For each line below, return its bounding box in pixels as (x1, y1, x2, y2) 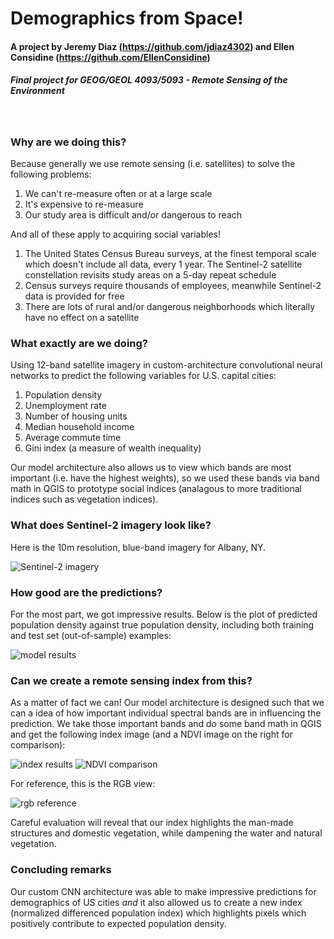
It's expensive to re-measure (24, 198, 144, 211)
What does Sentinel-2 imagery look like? (10, 518, 212, 532)
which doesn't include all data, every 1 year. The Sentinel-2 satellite (24, 258, 303, 271)
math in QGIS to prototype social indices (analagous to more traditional (10, 483, 302, 495)
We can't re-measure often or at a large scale (24, 188, 213, 200)
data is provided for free (24, 290, 125, 302)
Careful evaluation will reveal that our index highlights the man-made (10, 817, 294, 829)
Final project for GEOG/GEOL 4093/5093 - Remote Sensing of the (10, 74, 288, 86)
